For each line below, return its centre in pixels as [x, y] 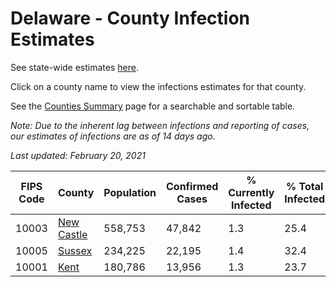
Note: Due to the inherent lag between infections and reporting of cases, [160, 125]
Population [130, 192]
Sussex [75, 250]
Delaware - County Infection [130, 18]
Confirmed [192, 186]
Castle [72, 234]
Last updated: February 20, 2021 [78, 155]
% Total [305, 186]
